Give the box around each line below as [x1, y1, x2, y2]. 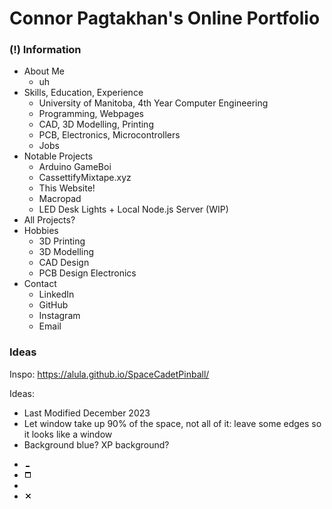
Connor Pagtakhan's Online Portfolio [9, 7, 321, 30]
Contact [23, 278, 57, 290]
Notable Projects [23, 150, 94, 162]
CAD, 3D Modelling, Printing [38, 118, 154, 131]
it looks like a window [23, 428, 113, 440]
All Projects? [23, 214, 76, 226]
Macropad [38, 193, 82, 205]
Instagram [38, 310, 81, 322]
